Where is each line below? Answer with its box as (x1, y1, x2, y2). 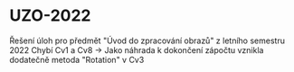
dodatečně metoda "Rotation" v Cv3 (9, 54, 145, 65)
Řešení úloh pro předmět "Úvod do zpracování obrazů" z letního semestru (9, 35, 285, 46)
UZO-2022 (9, 5, 92, 26)
